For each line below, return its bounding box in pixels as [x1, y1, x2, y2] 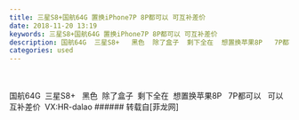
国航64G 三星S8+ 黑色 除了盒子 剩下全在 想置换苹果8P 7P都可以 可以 [9, 91, 284, 101]
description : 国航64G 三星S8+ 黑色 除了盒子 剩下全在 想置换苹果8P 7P [9, 37, 283, 47]
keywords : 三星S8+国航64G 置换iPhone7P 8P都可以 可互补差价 [9, 29, 218, 38]
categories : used [9, 46, 74, 55]
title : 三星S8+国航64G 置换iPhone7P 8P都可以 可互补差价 [9, 12, 206, 22]
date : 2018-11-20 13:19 [9, 21, 98, 30]
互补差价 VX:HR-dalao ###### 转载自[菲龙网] [9, 101, 180, 112]
